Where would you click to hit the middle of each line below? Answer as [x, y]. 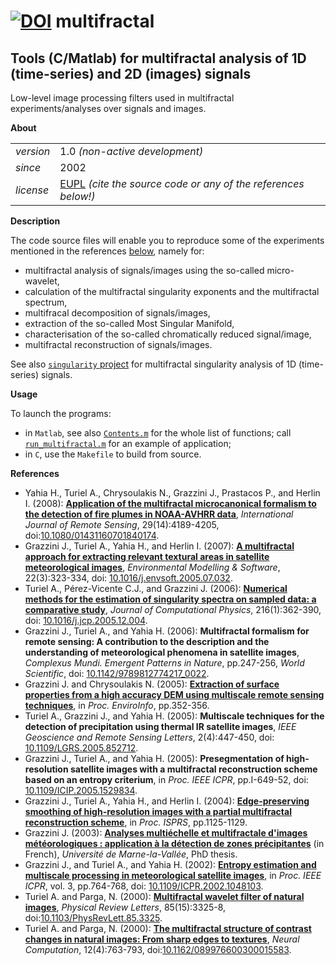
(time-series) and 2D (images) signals [131, 73]
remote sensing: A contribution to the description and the [147, 641]
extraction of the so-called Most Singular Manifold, [129, 323]
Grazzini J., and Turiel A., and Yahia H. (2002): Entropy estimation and [170, 864]
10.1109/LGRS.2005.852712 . [81, 748]
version [33, 151]
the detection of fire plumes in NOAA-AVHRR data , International [159, 514]
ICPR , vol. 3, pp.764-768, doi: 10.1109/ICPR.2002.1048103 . [144, 886]
